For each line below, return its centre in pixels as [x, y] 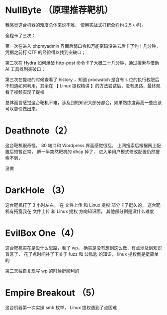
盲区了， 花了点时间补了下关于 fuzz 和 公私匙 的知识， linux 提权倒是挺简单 [82, 254]
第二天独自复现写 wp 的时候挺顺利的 [42, 271]
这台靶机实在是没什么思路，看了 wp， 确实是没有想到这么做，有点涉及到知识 [83, 248]
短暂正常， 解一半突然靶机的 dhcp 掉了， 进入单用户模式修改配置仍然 [84, 152]
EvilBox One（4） [42, 233]
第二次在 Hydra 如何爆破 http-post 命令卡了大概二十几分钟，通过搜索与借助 [82, 63]
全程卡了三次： [20, 35]
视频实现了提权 [29, 92]
